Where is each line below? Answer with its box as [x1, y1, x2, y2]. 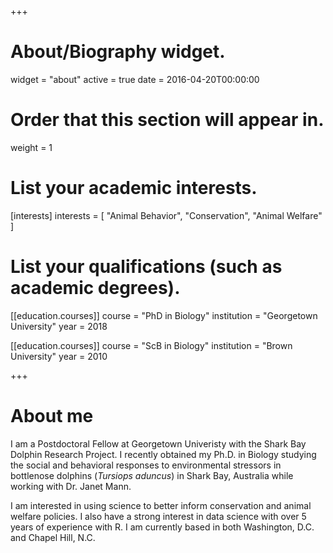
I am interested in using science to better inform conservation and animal [10, 499, 312, 511]
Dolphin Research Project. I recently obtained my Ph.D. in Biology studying [10, 448, 317, 460]
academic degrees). [10, 277, 181, 299]
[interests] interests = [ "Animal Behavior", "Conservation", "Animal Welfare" [10, 209, 323, 221]
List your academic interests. [10, 177, 258, 200]
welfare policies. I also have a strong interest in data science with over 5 [10, 510, 307, 522]
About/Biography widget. [10, 41, 226, 63]
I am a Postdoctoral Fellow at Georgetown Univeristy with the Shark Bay [10, 437, 307, 450]
